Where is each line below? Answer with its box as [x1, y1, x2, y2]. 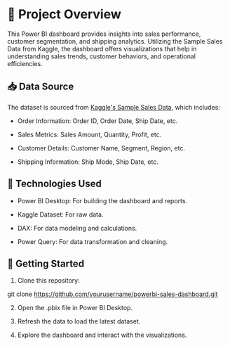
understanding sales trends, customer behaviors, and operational [7, 52, 196, 60]
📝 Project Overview [7, 6, 121, 23]
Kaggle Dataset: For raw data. [17, 210, 104, 219]
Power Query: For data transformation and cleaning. [17, 237, 168, 245]
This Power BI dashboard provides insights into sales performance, [7, 30, 201, 38]
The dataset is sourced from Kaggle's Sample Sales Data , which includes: [7, 103, 221, 111]
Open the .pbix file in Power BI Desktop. [17, 304, 133, 312]
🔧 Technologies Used [7, 178, 102, 190]
